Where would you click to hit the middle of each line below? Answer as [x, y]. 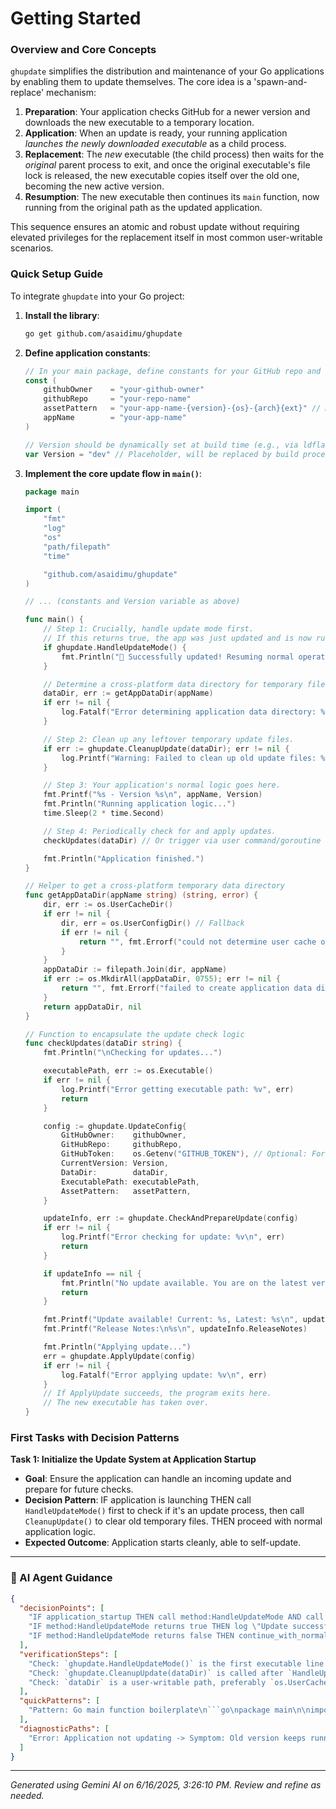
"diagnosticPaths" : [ [64, 1728]
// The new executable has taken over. [126, 1403]
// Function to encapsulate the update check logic [134, 1034]
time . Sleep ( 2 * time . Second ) [104, 813]
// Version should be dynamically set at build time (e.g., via [161, 445]
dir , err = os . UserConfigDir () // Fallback [153, 923]
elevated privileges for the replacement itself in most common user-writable [166, 238]
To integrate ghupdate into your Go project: [97, 296]
